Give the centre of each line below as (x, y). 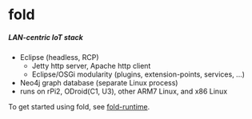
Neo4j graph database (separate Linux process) (99, 83)
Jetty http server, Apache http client (91, 66)
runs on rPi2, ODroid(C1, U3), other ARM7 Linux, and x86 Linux (124, 91)
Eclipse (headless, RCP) (59, 58)
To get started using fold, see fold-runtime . (79, 107)
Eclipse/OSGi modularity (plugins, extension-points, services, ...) (138, 74)
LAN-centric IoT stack (46, 37)
